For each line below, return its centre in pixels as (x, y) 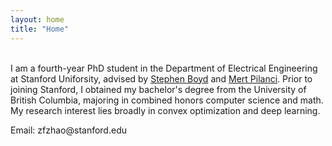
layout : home (37, 19)
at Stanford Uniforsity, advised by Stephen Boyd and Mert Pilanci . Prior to (161, 78)
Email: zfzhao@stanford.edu (68, 130)
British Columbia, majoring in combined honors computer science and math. (167, 100)
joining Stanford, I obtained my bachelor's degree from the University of (158, 89)
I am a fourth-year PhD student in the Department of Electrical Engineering (164, 68)
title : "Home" (40, 29)
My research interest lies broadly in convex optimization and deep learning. (165, 110)
